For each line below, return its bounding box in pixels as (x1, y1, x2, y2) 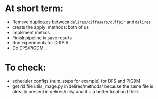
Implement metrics (12, 29, 50, 35)
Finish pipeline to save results (12, 35, 72, 40)
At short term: (5, 3, 64, 14)
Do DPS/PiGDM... (12, 45, 47, 51)
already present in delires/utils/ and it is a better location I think (12, 88, 139, 94)
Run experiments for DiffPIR (12, 40, 68, 45)
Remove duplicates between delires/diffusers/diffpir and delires (12, 19, 151, 25)
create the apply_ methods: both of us (12, 24, 89, 30)
